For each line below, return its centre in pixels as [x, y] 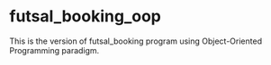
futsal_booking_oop [86, 16]
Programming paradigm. [54, 50]
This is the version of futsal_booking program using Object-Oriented [136, 41]
